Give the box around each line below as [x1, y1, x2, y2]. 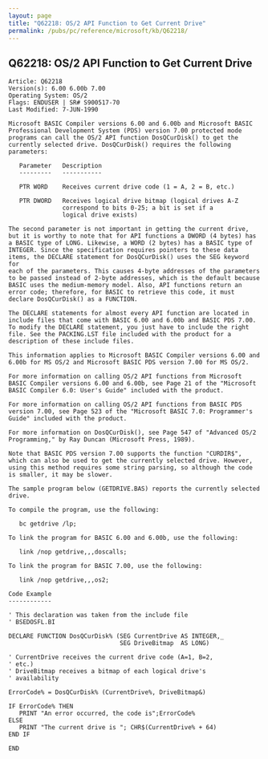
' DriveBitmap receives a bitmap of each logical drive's [8, 668, 206, 676]
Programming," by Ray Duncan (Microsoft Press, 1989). [8, 436, 196, 444]
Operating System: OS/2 [8, 91, 88, 100]
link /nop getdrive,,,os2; [18, 576, 110, 584]
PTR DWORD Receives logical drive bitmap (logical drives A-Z [18, 197, 239, 205]
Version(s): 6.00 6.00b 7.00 [8, 85, 106, 93]
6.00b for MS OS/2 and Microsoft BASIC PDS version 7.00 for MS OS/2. [8, 359, 250, 367]
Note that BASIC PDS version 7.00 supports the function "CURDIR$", [8, 450, 242, 458]
